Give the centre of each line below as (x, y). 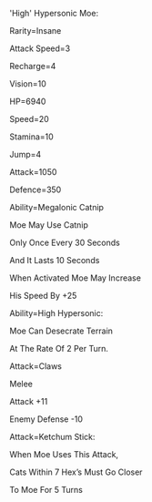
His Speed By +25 (43, 296)
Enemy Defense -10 (46, 419)
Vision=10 (28, 84)
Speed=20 (30, 119)
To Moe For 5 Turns (46, 490)
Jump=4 (25, 154)
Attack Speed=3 (40, 48)
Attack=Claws (35, 366)
